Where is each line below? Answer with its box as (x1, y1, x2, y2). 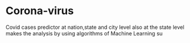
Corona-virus (5, 4, 74, 18)
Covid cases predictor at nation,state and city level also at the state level (5, 24, 185, 31)
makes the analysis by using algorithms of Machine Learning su (5, 29, 163, 37)
